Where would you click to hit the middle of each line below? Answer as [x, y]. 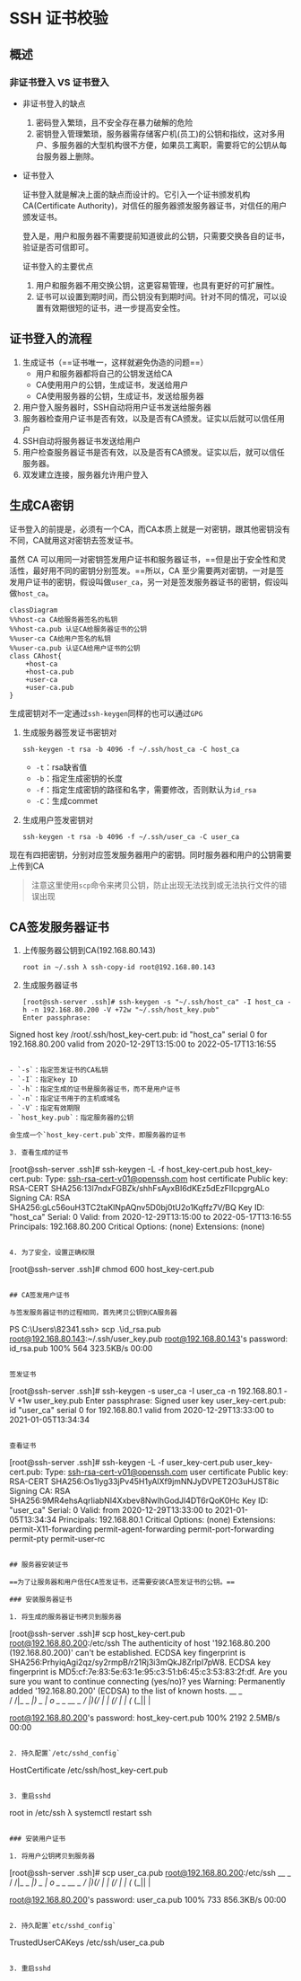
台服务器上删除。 [67, 156]
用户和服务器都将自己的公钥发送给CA [104, 373]
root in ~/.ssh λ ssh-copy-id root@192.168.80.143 [119, 968]
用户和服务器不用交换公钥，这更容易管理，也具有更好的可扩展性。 [157, 285]
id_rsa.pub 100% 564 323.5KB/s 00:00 [81, 1349]
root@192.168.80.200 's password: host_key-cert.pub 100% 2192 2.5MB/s [145, 1718]
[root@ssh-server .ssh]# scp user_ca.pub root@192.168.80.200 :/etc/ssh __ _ [150, 1873]
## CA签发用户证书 [39, 1296]
